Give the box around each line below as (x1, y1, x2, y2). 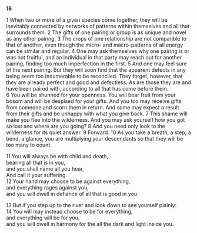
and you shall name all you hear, (6, 165, 84, 172)
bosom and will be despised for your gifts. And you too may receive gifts (6, 98, 182, 105)
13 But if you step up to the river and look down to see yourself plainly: (6, 202, 177, 208)
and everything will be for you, (6, 214, 80, 221)
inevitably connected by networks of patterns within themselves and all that (6, 23, 190, 29)
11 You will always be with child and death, (6, 153, 109, 159)
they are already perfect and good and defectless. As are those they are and (6, 79, 191, 86)
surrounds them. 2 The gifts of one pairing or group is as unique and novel (6, 29, 186, 36)
